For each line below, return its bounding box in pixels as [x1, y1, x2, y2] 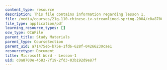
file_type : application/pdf [5, 21, 64, 26]
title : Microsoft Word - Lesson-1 [5, 53, 77, 58]
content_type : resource [5, 7, 55, 12]
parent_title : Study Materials [5, 35, 70, 40]
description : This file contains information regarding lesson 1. [5, 12, 146, 17]
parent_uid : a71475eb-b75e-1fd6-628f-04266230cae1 [5, 44, 112, 49]
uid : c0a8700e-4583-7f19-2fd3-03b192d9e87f [5, 58, 97, 63]
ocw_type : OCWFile [5, 30, 43, 35]
